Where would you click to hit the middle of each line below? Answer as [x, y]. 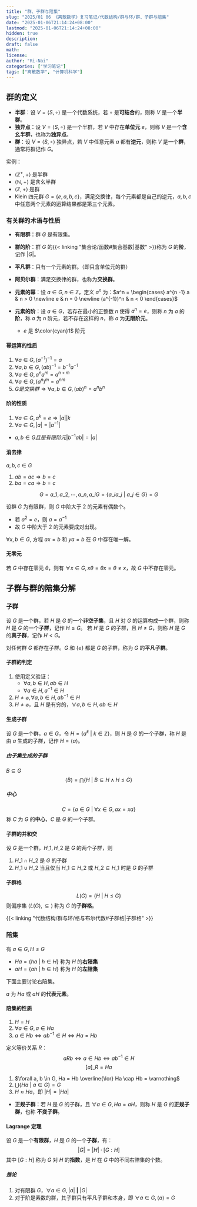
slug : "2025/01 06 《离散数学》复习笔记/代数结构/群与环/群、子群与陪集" [88, 17]
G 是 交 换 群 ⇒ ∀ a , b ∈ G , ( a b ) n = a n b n [60, 388]
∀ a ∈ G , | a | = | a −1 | [37, 424]
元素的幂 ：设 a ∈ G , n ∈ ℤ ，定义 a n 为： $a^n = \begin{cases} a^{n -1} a [102, 292]
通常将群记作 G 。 [36, 149]
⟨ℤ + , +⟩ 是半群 [31, 174]
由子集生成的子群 [27, 755]
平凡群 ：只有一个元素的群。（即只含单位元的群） [73, 267]
